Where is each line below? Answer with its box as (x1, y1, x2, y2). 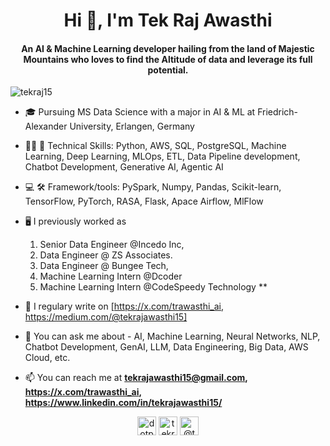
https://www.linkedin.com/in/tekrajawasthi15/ (24, 397, 223, 409)
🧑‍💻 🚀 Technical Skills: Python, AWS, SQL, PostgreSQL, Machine (24, 140, 287, 152)
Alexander (24, 120, 68, 133)
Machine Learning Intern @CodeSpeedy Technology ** (39, 281, 268, 293)
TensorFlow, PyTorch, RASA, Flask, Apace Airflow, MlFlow (24, 195, 264, 208)
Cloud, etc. (24, 352, 71, 364)
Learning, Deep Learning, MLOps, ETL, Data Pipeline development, (24, 150, 301, 163)
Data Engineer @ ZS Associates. (39, 249, 173, 261)
